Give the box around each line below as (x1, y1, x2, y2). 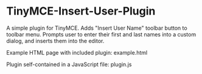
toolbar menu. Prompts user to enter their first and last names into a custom (6, 30, 197, 38)
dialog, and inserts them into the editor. (6, 37, 105, 44)
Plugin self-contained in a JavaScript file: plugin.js (6, 61, 132, 68)
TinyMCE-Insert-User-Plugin (6, 4, 156, 18)
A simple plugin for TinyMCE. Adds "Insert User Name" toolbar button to (6, 24, 187, 32)
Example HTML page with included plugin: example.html (6, 49, 148, 56)
